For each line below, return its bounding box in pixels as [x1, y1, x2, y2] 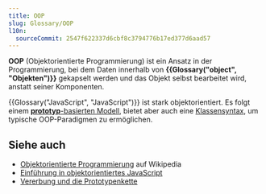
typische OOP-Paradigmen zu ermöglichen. [8, 114, 153, 125]
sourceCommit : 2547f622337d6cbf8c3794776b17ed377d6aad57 [15, 34, 211, 43]
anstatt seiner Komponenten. [8, 82, 105, 92]
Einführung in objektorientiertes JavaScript [19, 168, 163, 178]
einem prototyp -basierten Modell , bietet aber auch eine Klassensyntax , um [8, 106, 259, 116]
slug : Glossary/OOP [8, 19, 74, 27]
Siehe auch [8, 138, 66, 151]
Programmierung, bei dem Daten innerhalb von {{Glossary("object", [8, 65, 237, 75]
